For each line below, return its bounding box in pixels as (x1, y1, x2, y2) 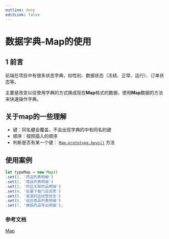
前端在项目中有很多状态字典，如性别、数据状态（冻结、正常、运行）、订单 (5, 72, 160, 78)
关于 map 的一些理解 (5, 112, 67, 121)
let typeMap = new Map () (5, 170, 58, 175)
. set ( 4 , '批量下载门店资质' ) (5, 188, 61, 194)
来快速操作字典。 (5, 95, 41, 102)
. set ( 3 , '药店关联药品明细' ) (5, 184, 61, 189)
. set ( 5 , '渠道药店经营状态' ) (5, 194, 61, 199)
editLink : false (5, 12, 40, 17)
